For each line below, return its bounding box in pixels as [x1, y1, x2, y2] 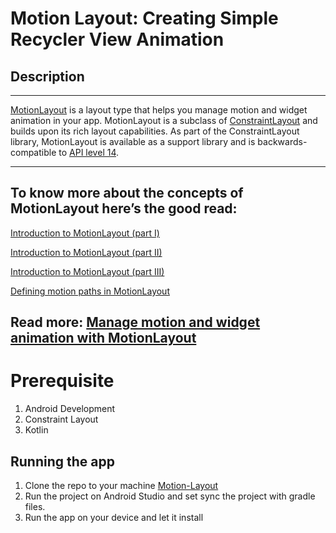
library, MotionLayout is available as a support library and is [10, 136, 256, 147]
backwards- [257, 136, 308, 147]
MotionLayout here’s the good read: [10, 200, 238, 217]
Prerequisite [10, 370, 115, 392]
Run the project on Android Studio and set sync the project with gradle [24, 490, 316, 502]
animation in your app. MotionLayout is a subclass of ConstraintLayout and [10, 115, 318, 126]
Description [10, 68, 85, 85]
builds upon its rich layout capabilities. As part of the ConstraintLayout [10, 125, 300, 137]
